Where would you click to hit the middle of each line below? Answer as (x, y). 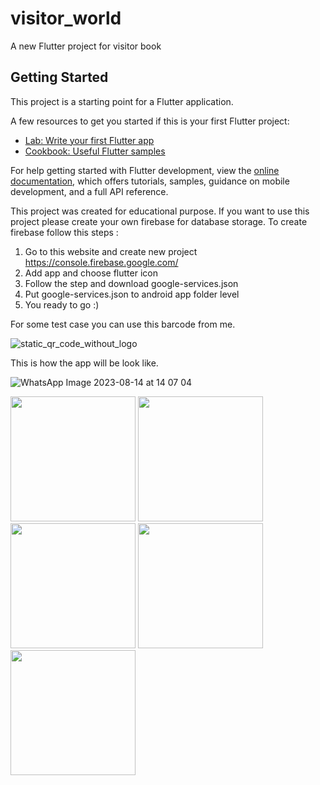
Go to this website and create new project (111, 251)
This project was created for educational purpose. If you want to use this (160, 211)
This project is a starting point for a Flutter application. (122, 101)
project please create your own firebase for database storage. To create (159, 221)
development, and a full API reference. (89, 191)
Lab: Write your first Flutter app (89, 140)
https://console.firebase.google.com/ (101, 262)
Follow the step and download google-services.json (131, 283)
